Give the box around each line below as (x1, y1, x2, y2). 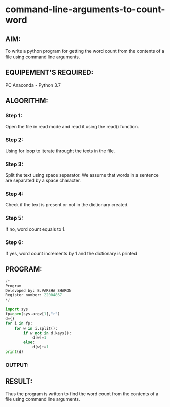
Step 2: (5, 136, 24, 143)
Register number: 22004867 (5, 293, 62, 298)
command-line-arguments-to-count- (5, 4, 165, 15)
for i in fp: (5, 321, 33, 326)
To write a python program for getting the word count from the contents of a (5, 48, 165, 54)
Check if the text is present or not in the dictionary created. (5, 202, 129, 208)
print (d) (5, 349, 24, 355)
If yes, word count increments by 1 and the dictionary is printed (5, 250, 137, 256)
